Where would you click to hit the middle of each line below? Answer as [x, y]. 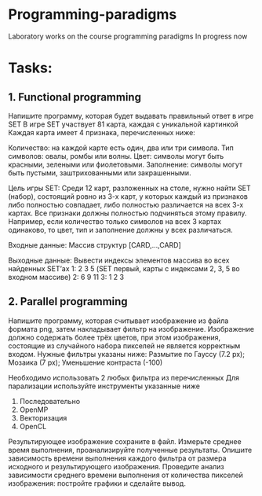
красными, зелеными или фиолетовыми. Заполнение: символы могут [126, 164]
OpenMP [34, 410]
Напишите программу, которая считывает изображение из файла [118, 321]
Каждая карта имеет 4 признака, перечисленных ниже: [102, 132]
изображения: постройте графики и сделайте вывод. [97, 483]
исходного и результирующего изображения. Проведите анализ [116, 466]
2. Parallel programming [68, 301]
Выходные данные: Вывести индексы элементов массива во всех [119, 260]
